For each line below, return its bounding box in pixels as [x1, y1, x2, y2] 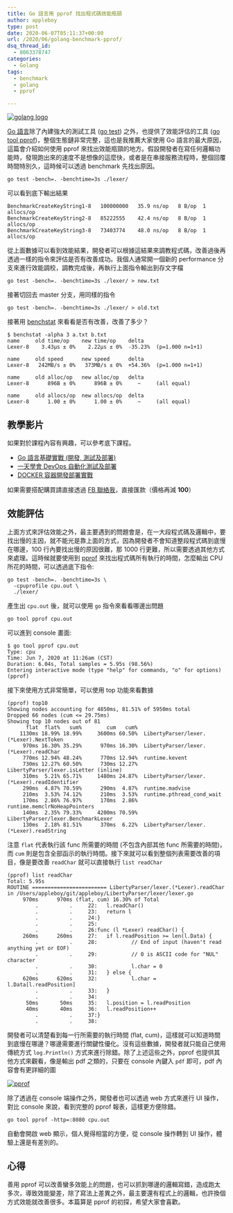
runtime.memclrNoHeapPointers [7, 803, 95, 810]
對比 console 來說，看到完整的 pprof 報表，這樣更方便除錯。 [7, 1102, 180, 1111]
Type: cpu [7, 648, 36, 656]
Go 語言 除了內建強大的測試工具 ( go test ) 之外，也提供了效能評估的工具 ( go [7, 127, 221, 136]
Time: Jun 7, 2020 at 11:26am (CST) [7, 654, 113, 661]
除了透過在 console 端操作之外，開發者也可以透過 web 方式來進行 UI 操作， [7, 1093, 223, 1102]
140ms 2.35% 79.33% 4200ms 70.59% [22, 809, 138, 816]
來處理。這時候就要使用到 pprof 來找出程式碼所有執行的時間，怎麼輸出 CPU [7, 553, 223, 562]
